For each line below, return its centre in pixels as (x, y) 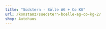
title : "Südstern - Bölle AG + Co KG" (45, 10)
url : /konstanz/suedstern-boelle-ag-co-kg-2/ (53, 14)
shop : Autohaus (21, 19)
